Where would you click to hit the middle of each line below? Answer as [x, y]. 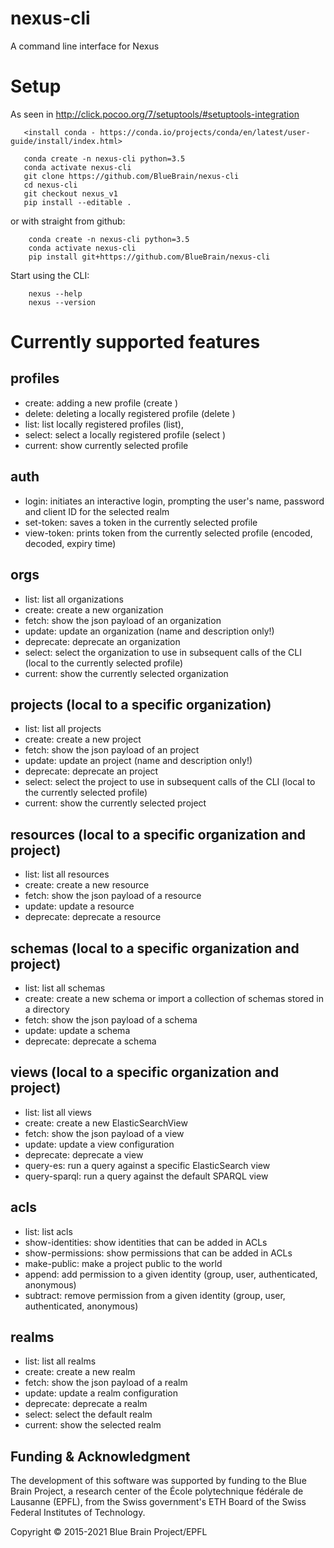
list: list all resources [67, 874]
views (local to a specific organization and [145, 1072]
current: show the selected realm [93, 1425]
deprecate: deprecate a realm [86, 1404]
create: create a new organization [94, 609]
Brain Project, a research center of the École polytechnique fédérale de [157, 1491]
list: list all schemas [65, 988]
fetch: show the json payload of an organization [123, 620]
